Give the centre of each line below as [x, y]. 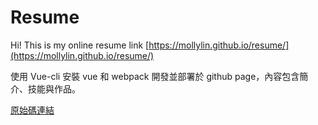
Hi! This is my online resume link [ [80, 45]
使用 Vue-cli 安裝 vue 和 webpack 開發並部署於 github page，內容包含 [155, 76]
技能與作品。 [54, 88]
